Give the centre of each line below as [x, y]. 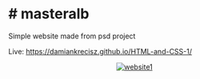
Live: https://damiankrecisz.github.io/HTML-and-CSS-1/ [100, 51]
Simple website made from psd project [72, 36]
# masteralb [49, 14]
